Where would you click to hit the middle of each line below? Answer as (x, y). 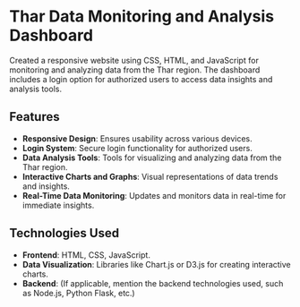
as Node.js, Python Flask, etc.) (79, 293)
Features (34, 117)
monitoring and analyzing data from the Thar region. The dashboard (135, 70)
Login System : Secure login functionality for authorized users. (137, 148)
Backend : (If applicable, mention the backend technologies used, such (153, 283)
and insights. (46, 186)
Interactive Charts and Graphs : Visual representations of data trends (150, 176)
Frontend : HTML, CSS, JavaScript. (86, 255)
